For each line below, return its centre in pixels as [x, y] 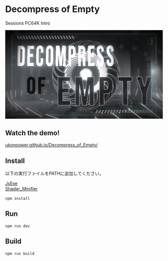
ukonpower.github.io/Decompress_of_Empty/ [51, 145]
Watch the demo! [32, 133]
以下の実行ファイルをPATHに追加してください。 [54, 173]
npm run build [20, 253]
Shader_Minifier [21, 189]
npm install [17, 199]
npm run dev [17, 226]
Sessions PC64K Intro [28, 23]
